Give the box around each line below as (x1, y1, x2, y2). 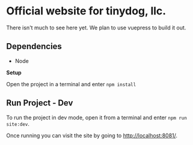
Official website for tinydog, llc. (6, 4, 167, 18)
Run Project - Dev (6, 98, 73, 108)
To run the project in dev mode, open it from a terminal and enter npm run (6, 114, 188, 121)
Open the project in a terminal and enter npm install (6, 80, 136, 87)
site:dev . (6, 120, 30, 127)
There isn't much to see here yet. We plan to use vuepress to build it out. (6, 24, 186, 31)
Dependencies (6, 41, 62, 52)
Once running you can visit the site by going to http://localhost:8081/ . (6, 132, 178, 139)
